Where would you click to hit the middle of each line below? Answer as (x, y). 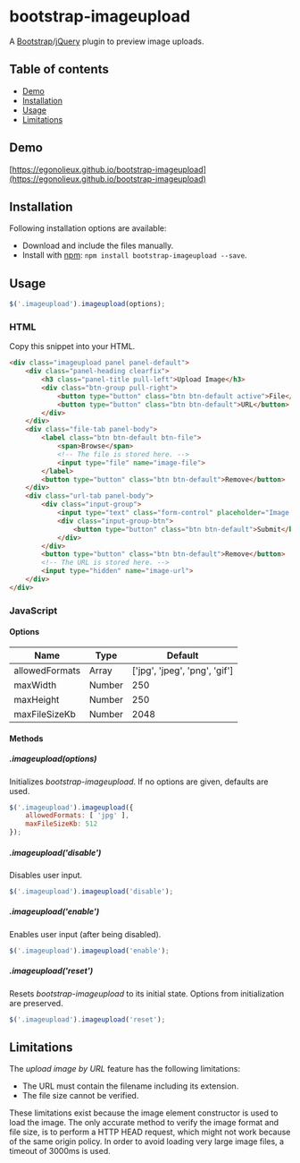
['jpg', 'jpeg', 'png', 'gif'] (183, 671)
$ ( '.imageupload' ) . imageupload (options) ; (87, 304)
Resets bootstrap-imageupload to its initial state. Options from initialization (147, 993)
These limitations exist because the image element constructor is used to (144, 1113)
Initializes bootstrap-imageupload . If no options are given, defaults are (139, 782)
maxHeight (37, 699)
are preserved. (37, 1003)
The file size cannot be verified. (80, 1096)
